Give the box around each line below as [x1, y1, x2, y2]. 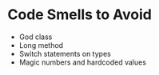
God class [18, 32, 53, 41]
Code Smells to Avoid [7, 6, 153, 24]
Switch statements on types [18, 49, 111, 58]
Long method [18, 40, 64, 49]
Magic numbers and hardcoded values [18, 57, 147, 67]
